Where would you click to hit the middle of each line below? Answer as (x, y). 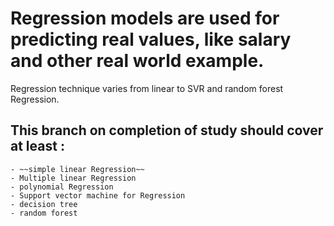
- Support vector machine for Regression (98, 195)
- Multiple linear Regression (73, 178)
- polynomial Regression (62, 187)
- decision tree (44, 204)
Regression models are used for (145, 18)
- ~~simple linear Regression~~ (77, 169)
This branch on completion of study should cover (167, 130)
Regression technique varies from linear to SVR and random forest (147, 88)
